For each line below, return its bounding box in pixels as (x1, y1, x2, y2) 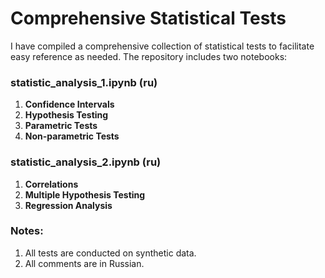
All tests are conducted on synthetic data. (24, 247, 197, 259)
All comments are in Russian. (24, 257, 145, 269)
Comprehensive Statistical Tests (10, 7, 287, 30)
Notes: (10, 224, 44, 238)
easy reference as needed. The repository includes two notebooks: (10, 50, 288, 62)
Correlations (24, 178, 79, 190)
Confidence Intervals (24, 98, 115, 111)
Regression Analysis (24, 199, 113, 211)
